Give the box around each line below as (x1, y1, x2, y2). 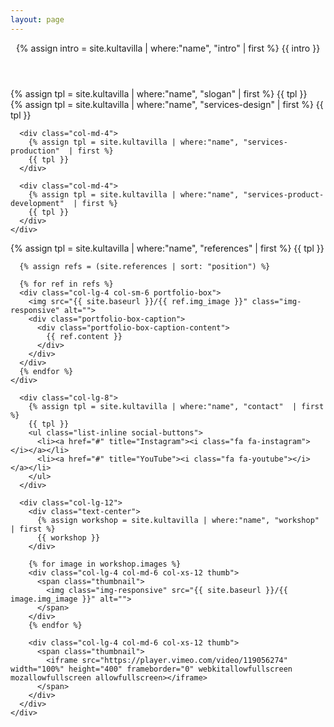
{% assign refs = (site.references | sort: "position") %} (19, 261, 271, 271)
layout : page (10, 14, 65, 25)
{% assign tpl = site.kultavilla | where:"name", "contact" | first (28, 401, 325, 411)
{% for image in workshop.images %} (28, 559, 182, 569)
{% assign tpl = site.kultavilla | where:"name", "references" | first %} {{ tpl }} (10, 242, 325, 254)
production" (10, 146, 60, 156)
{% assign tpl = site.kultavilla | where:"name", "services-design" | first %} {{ (10, 98, 324, 110)
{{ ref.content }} (46, 331, 123, 341)
